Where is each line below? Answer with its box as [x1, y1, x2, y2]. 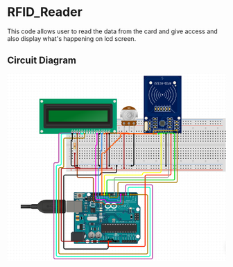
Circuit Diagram [7, 55, 76, 67]
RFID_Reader [7, 4, 83, 20]
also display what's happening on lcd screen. [7, 34, 137, 42]
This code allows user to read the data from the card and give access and [7, 27, 218, 35]
